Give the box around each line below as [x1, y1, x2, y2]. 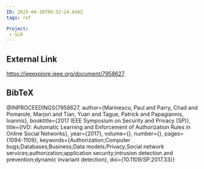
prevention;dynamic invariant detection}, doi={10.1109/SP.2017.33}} [6, 156, 175, 163]
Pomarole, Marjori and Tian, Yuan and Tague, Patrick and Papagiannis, [6, 110, 184, 118]
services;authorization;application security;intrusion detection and [6, 149, 173, 156]
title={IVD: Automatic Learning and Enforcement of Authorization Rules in [6, 123, 191, 131]
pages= [164, 129, 184, 137]
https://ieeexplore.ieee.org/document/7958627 [6, 70, 125, 77]
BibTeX [6, 88, 34, 98]
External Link [6, 54, 57, 64]
